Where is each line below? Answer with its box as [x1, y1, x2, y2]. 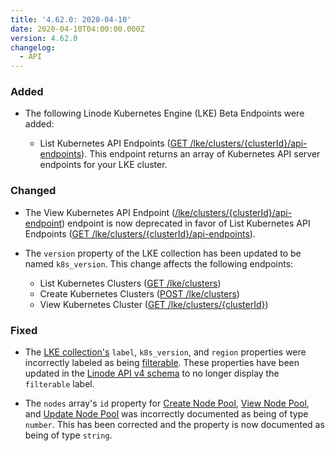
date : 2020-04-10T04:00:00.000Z [10, 24, 145, 34]
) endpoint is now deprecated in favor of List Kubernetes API [61, 217, 311, 229]
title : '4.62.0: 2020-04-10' [10, 14, 132, 25]
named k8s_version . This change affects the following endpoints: [24, 257, 294, 270]
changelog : [10, 42, 56, 53]
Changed [10, 184, 57, 198]
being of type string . [24, 429, 113, 441]
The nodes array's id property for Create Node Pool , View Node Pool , [24, 397, 310, 410]
